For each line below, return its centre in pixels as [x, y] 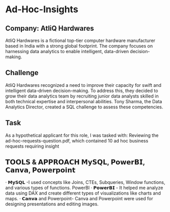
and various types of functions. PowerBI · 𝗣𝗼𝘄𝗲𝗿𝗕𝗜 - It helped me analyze [84, 188]
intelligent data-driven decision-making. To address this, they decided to [82, 90]
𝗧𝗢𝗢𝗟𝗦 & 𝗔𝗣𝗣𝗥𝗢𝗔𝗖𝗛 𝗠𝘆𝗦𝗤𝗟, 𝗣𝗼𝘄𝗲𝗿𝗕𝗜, [75, 162]
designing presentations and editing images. [52, 204]
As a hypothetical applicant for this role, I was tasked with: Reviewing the [82, 135]
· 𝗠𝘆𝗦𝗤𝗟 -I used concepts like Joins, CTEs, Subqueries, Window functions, [85, 182]
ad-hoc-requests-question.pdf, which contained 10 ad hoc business [77, 140]
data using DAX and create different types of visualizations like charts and [83, 193]
